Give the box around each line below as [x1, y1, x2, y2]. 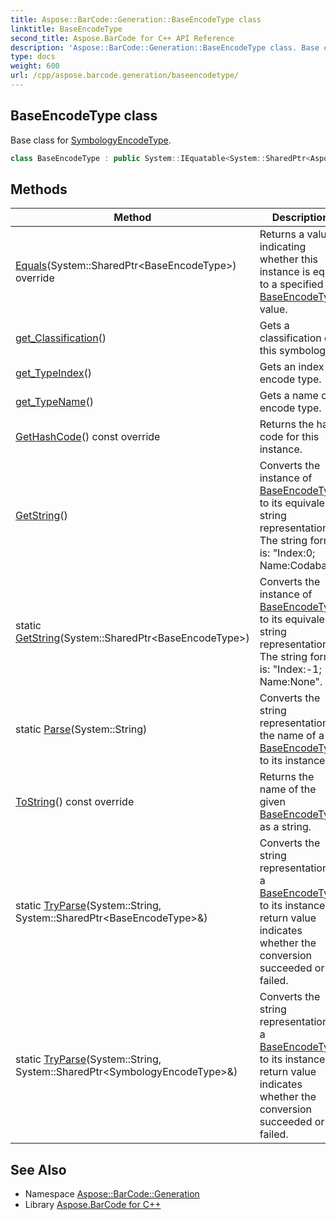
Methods [10, 181, 68, 198]
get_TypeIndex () [15, 366, 92, 380]
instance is [259, 265, 311, 279]
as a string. [259, 820, 312, 834]
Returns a [259, 227, 305, 241]
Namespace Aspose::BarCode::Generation [24, 1188, 200, 1200]
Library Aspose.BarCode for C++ [24, 1199, 162, 1211]
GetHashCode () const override [15, 430, 161, 444]
